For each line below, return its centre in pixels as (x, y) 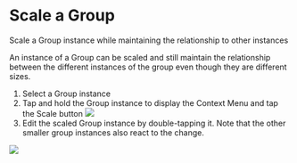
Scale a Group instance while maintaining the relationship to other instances (149, 40)
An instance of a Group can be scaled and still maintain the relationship (140, 57)
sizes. (20, 76)
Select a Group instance (66, 94)
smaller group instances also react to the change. (113, 132)
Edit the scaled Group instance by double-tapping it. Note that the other (154, 123)
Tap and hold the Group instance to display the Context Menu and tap (150, 102)
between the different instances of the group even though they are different (148, 67)
